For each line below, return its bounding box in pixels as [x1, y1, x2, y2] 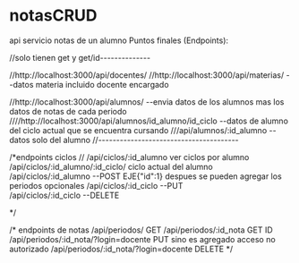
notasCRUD [9, 5, 98, 26]
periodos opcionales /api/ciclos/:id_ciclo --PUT [9, 180, 184, 191]
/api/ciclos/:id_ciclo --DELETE [9, 190, 120, 200]
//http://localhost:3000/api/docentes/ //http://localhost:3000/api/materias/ [9, 69, 285, 81]
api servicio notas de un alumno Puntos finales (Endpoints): [9, 35, 229, 46]
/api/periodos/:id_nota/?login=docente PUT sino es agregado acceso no [9, 233, 276, 244]
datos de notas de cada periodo [9, 106, 127, 116]
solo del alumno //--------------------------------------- [31, 134, 239, 145]
